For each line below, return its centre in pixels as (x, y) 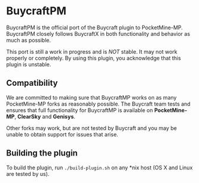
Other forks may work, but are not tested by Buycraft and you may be (92, 128)
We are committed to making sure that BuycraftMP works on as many (91, 97)
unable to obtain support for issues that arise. (62, 134)
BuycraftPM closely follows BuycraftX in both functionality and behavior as (98, 33)
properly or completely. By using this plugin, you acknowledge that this (94, 58)
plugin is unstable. (29, 64)
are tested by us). (28, 173)
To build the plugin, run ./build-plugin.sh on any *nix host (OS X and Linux (99, 168)
